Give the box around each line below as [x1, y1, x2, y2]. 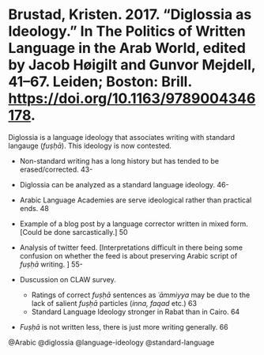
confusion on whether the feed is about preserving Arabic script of [19, 251, 238, 260]
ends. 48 [19, 203, 49, 213]
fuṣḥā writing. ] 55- [19, 259, 83, 269]
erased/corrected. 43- [19, 164, 93, 174]
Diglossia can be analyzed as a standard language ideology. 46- [19, 179, 229, 189]
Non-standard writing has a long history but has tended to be [19, 156, 220, 165]
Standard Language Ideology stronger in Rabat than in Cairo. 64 [31, 307, 240, 316]
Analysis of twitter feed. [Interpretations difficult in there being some [19, 243, 243, 252]
